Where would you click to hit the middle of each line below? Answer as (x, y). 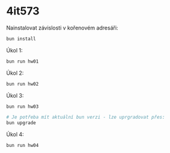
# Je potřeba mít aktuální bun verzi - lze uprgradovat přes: (86, 117)
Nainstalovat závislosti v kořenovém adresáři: (62, 28)
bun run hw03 (23, 107)
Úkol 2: (15, 73)
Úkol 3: (15, 95)
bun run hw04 (23, 146)
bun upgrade (21, 123)
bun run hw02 (23, 84)
